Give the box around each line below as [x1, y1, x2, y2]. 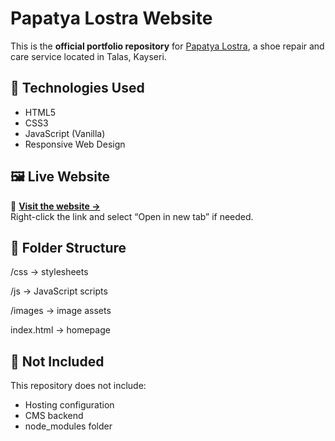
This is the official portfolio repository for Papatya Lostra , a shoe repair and [10, 40, 325, 52]
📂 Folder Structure [10, 239, 127, 256]
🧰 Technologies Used [10, 80, 145, 97]
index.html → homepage [10, 324, 111, 336]
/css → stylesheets [10, 266, 89, 278]
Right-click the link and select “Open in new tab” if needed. [10, 210, 254, 222]
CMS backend [24, 410, 84, 422]
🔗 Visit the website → [10, 200, 101, 212]
